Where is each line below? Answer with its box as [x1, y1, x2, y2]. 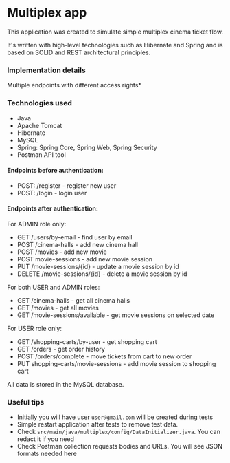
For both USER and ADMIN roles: [7, 283, 100, 291]
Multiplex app [7, 5, 87, 21]
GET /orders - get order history [16, 345, 105, 353]
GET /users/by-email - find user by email [16, 233, 133, 241]
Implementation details [7, 65, 86, 75]
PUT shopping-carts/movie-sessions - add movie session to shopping [16, 359, 216, 367]
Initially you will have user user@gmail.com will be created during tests [16, 413, 214, 421]
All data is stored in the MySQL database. [7, 380, 124, 388]
